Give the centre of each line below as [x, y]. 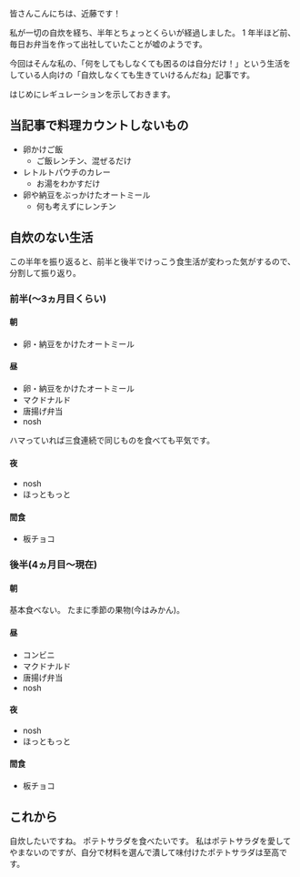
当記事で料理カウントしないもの [99, 126]
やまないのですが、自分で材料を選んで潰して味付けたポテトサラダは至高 [145, 852]
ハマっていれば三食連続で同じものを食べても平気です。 [112, 440]
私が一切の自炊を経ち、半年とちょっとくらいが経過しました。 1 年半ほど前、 [153, 33]
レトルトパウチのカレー [66, 172]
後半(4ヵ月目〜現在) [54, 565]
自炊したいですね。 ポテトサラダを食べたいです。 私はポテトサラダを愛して [150, 841]
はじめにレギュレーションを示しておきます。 [92, 94]
